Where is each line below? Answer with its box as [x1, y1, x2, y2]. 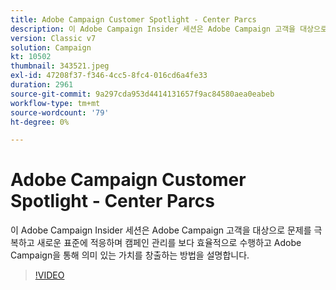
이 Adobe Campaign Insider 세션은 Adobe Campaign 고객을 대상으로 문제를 [10, 224, 312, 236]
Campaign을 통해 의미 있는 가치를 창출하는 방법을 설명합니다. [10, 249, 250, 261]
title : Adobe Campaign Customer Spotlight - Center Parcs [10, 14, 257, 25]
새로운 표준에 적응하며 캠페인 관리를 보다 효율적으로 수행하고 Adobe [36, 237, 302, 249]
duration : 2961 [10, 80, 74, 90]
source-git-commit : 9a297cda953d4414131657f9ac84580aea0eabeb [10, 89, 275, 99]
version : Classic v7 [10, 33, 97, 43]
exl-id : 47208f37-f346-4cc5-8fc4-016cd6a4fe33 [10, 71, 208, 81]
